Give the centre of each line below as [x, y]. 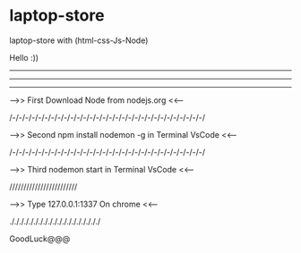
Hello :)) [24, 57]
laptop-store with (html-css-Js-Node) [79, 40]
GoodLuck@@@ [40, 239]
